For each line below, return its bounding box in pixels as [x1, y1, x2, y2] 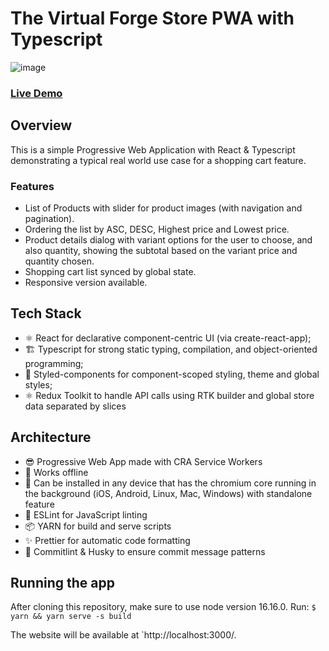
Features [10, 179, 55, 193]
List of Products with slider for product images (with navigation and [24, 202, 303, 214]
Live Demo [10, 86, 63, 100]
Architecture [10, 429, 92, 446]
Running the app [10, 574, 115, 591]
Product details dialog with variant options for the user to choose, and [24, 233, 313, 246]
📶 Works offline [24, 466, 89, 478]
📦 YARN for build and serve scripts [24, 520, 172, 532]
